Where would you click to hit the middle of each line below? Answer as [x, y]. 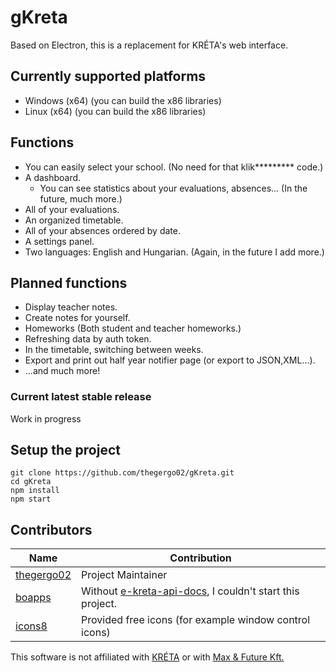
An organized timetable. [74, 220]
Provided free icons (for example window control [196, 620]
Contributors [51, 529]
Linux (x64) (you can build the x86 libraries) [115, 111]
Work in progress [46, 418]
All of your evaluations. [72, 209]
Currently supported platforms [108, 76]
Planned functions [69, 282]
